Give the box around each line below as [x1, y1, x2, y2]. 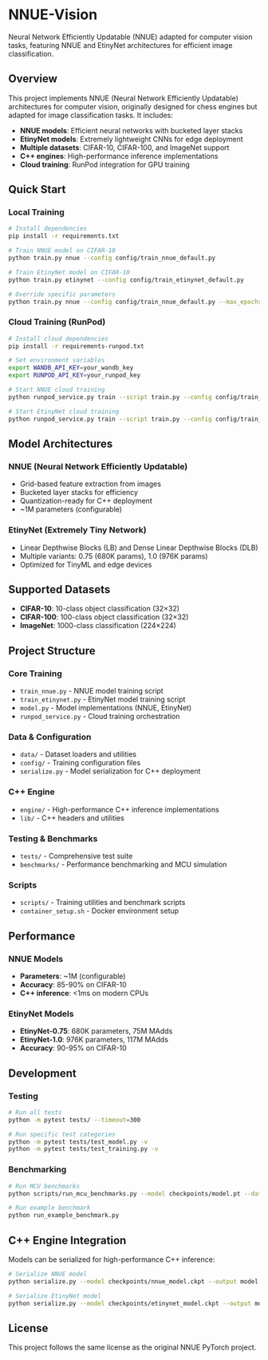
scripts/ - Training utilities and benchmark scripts [19, 898, 186, 907]
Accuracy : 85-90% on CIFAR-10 [19, 979, 127, 989]
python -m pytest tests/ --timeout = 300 [8, 1116, 141, 1124]
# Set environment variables [8, 357, 105, 365]
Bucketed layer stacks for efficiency [19, 488, 138, 497]
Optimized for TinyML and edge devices [19, 559, 152, 569]
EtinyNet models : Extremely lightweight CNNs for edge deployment [19, 134, 243, 144]
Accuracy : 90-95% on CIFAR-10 [19, 1043, 127, 1053]
